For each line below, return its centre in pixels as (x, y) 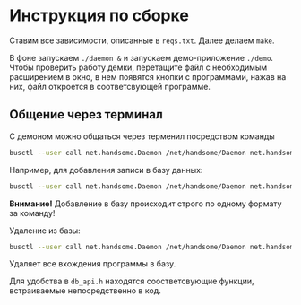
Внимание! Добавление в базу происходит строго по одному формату (146, 204)
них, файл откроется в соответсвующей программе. (110, 86)
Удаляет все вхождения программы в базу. (93, 264)
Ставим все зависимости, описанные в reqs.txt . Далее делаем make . (142, 40)
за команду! (32, 213)
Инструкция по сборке (99, 16)
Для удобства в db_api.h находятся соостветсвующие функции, (132, 281)
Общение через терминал (86, 114)
